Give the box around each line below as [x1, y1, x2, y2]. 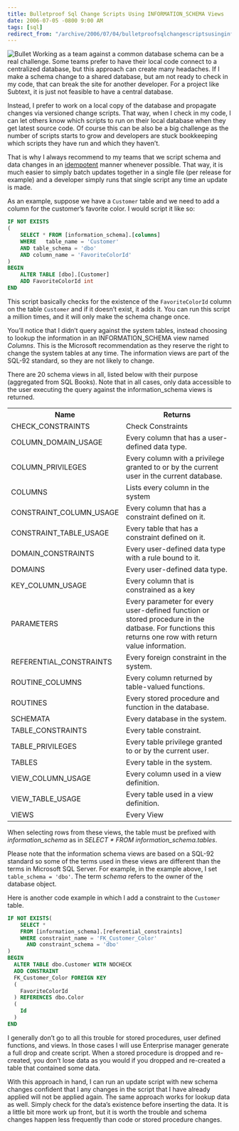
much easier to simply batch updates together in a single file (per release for [7, 168, 232, 176]
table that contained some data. [7, 1063, 101, 1072]
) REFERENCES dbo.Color [14, 994, 84, 1002]
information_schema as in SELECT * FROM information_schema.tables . [7, 835, 218, 844]
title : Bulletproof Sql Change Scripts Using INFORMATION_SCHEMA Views [7, 10, 224, 18]
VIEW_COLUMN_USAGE [11, 773, 91, 783]
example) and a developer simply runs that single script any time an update [7, 176, 228, 184]
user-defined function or [125, 605, 210, 615]
